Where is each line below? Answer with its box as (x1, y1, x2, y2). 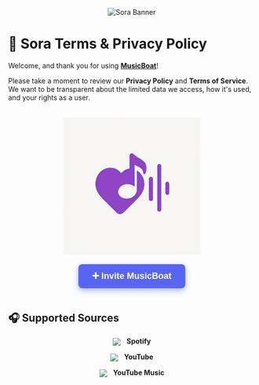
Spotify (126, 336, 151, 346)
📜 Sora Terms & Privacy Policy (8, 35, 208, 53)
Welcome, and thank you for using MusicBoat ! (8, 60, 159, 70)
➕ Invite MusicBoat (92, 270, 172, 281)
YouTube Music (112, 368, 165, 377)
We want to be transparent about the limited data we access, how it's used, (8, 84, 252, 93)
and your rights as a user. (8, 93, 90, 102)
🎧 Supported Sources (8, 311, 119, 325)
